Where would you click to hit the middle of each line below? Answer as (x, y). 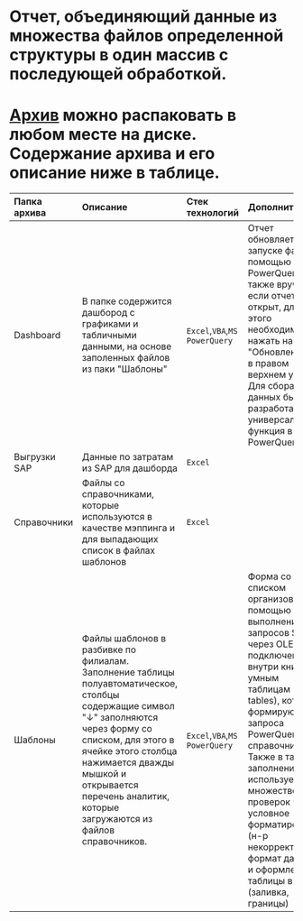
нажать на (270, 341)
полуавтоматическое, (130, 684)
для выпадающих (120, 539)
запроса (266, 723)
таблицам (269, 689)
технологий (212, 213)
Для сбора (271, 386)
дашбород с (108, 313)
